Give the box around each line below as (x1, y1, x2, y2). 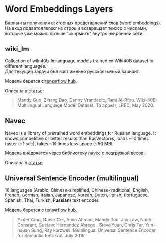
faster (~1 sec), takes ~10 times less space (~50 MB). (5, 140, 114, 146)
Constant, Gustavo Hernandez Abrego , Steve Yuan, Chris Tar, (17, 222, 145, 228)
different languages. (5, 63, 46, 69)
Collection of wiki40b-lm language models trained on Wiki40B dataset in (5, 58, 154, 64)
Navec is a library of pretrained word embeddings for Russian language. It (5, 130, 156, 136)
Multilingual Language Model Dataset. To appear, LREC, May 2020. (17, 102, 155, 108)
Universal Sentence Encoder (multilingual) (5, 174, 139, 182)
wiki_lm (5, 45, 29, 53)
